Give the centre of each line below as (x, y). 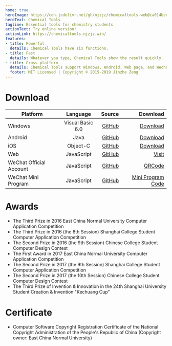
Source (110, 114)
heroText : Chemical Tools (33, 20)
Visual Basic (79, 122)
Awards (22, 207)
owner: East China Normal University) (52, 338)
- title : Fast (20, 53)
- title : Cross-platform (32, 63)
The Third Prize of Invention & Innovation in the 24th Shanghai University (90, 286)
